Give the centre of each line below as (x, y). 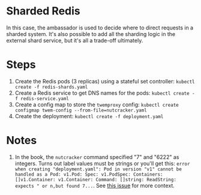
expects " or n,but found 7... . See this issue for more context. (95, 185)
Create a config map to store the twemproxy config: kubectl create (97, 104)
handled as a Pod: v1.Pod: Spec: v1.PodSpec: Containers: (89, 174)
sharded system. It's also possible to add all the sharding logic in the (91, 34)
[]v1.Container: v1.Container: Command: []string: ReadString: (96, 179)
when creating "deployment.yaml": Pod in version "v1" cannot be (98, 169)
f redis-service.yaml (42, 98)
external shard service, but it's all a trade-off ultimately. (75, 40)
